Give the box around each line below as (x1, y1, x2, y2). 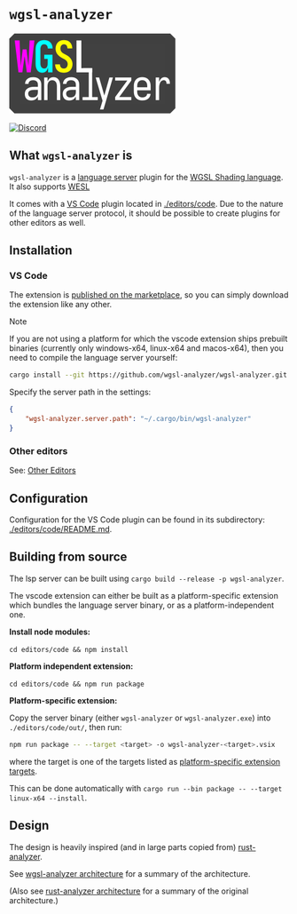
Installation (9, 243, 73, 258)
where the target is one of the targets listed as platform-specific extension (9, 756, 281, 767)
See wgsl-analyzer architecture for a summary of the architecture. (9, 868, 251, 878)
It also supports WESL (9, 181, 90, 192)
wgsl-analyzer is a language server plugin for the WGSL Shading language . (9, 171, 284, 182)
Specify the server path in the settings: (9, 386, 152, 398)
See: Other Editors (9, 465, 77, 476)
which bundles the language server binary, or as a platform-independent (9, 600, 275, 610)
